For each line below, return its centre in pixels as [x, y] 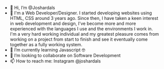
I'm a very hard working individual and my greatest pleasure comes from [84, 34]
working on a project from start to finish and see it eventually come [79, 39]
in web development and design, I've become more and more [73, 23]
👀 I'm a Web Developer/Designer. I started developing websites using [81, 13]
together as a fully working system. [46, 44]
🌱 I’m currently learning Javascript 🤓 [48, 50]
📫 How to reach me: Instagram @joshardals [55, 61]
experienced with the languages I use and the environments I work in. [81, 29]
